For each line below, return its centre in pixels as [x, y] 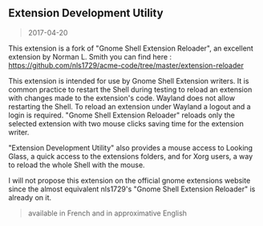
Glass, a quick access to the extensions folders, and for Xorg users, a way [131, 156]
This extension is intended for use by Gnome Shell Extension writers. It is [129, 80]
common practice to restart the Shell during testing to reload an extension [130, 89]
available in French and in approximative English [107, 213]
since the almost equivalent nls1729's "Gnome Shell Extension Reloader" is [132, 189]
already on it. [30, 197]
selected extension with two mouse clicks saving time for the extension [126, 123]
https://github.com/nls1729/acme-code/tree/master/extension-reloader [126, 65]
